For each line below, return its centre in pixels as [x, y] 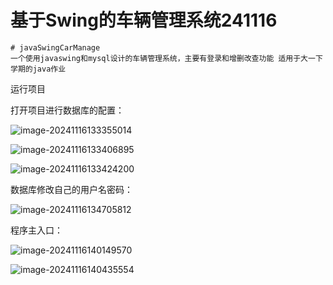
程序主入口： [36, 230]
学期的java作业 [38, 69]
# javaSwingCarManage [55, 47]
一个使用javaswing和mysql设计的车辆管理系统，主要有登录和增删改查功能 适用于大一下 [166, 58]
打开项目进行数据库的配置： [67, 110]
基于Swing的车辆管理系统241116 [144, 20]
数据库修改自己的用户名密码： [71, 189]
